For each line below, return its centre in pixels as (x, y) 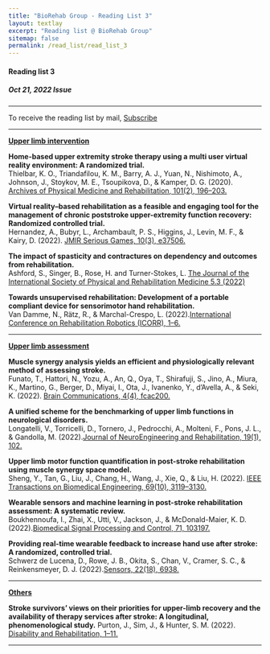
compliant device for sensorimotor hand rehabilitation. (102, 306)
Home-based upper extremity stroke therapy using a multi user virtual (128, 156)
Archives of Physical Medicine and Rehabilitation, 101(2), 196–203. (118, 191)
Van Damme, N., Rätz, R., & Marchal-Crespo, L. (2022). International (120, 314)
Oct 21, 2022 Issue (40, 90)
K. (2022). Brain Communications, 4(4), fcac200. (89, 396)
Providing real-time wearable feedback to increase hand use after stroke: (133, 543)
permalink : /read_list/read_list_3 (68, 46)
